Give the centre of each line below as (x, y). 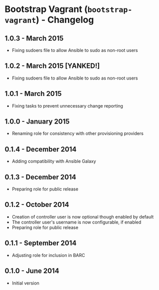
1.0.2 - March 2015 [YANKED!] (52, 66)
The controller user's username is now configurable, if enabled (77, 222)
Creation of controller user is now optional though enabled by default (83, 216)
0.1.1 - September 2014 (41, 243)
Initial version (25, 283)
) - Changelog (65, 20)
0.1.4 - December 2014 (41, 149)
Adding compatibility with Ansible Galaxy (54, 161)
